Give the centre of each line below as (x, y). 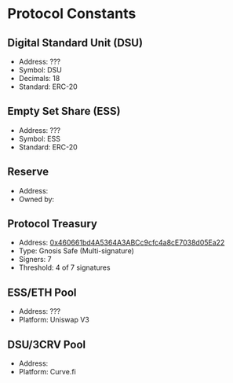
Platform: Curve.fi (47, 372)
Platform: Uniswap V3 (54, 320)
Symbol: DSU (40, 70)
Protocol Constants (72, 14)
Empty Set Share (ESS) (64, 111)
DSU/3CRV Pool (47, 344)
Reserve (28, 172)
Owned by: (36, 199)
